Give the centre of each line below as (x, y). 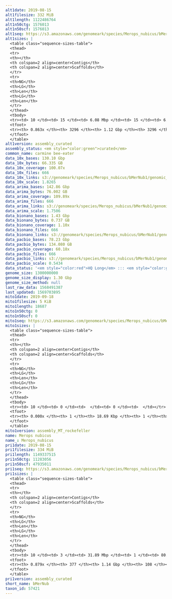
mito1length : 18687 (26, 306)
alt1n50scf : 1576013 (27, 29)
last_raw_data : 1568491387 (34, 287)
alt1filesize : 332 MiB (29, 15)
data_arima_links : (25, 206)
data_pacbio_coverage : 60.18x (38, 249)
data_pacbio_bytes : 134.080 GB (39, 244)
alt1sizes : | (19, 39)
